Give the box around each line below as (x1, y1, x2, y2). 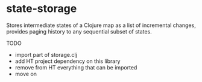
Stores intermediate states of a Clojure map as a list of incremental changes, (6, 22, 196, 29)
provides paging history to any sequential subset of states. (6, 28, 152, 35)
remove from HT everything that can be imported (14, 63, 137, 71)
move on (14, 70, 37, 77)
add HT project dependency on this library (14, 57, 121, 65)
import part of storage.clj (14, 51, 77, 58)
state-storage (6, 2, 77, 16)
